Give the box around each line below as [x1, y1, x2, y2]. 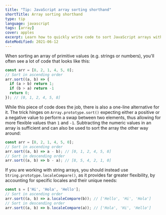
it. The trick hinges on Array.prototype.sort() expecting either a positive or [5, 109, 160, 115]
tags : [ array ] [5, 26, 35, 31]
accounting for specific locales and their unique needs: [5, 178, 118, 183]
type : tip [5, 16, 26, 21]
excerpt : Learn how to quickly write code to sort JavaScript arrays [5, 35, 152, 40]
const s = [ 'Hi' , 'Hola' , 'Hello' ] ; [5, 187, 81, 192]
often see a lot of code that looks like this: [5, 58, 90, 64]
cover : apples [5, 30, 35, 35]
